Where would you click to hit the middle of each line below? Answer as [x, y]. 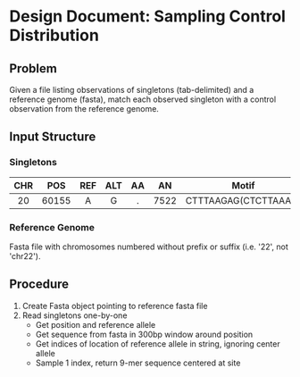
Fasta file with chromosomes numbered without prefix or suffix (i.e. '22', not [149, 247]
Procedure [39, 285]
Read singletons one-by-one [75, 315]
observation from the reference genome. [84, 109]
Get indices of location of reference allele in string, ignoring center [158, 343]
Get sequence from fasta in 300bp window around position [144, 334]
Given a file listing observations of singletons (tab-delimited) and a [132, 90]
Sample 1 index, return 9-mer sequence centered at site [138, 363]
